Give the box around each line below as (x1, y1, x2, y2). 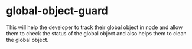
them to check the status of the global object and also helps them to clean (6, 30, 187, 37)
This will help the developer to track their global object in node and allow (6, 24, 183, 31)
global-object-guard (6, 4, 108, 18)
